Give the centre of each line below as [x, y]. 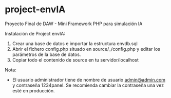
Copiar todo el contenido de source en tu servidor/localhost [75, 60]
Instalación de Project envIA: [35, 33]
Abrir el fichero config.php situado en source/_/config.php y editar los [86, 49]
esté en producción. [33, 90]
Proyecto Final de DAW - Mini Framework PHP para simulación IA [74, 24]
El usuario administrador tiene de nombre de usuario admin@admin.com [89, 80]
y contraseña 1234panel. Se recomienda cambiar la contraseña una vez [88, 85]
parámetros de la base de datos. [46, 54]
